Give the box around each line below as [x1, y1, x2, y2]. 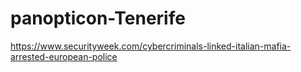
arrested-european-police [10, 50, 118, 62]
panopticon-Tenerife [10, 7, 186, 30]
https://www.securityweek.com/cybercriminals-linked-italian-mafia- [10, 40, 292, 52]
